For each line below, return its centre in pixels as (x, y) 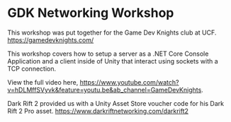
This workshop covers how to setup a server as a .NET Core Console (108, 54)
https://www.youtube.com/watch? (129, 82)
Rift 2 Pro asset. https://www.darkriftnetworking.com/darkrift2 (98, 111)
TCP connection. (32, 68)
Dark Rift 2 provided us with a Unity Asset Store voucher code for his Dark (116, 103)
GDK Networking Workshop (91, 13)
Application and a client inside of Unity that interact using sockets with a (113, 61)
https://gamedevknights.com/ (51, 39)
